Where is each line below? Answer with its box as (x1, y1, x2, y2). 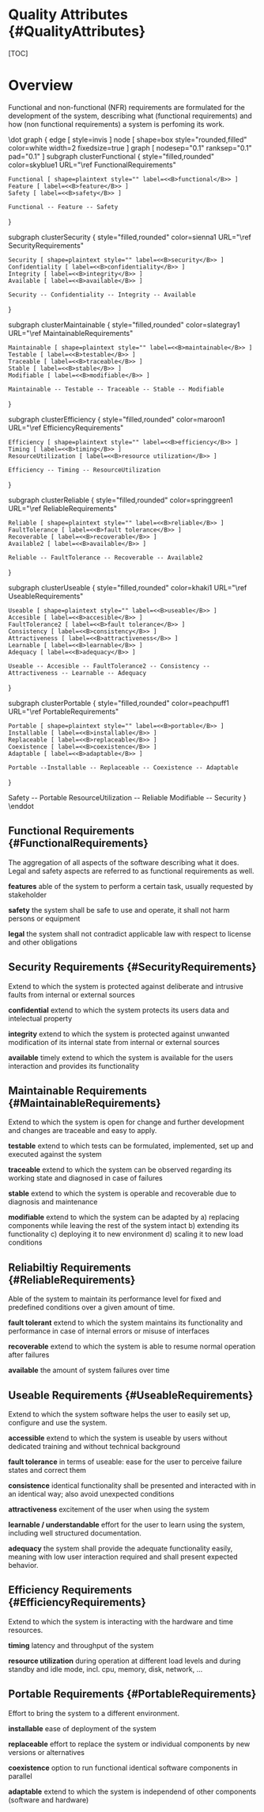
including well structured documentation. (8, 1528, 142, 1538)
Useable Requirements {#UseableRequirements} (8, 1388, 254, 1402)
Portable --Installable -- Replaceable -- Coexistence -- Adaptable (8, 763, 239, 772)
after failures (8, 1350, 50, 1360)
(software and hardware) (8, 1795, 89, 1804)
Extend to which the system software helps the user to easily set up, (8, 1409, 231, 1419)
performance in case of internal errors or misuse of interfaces (8, 1326, 209, 1336)
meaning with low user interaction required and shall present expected (8, 1551, 239, 1562)
